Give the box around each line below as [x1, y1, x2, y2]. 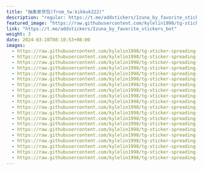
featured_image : [6, 20, 47, 26]
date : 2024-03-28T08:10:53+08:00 [6, 37, 91, 43]
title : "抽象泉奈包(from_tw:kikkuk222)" [6, 8, 105, 15]
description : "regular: [6, 14, 66, 20]
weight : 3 [6, 31, 31, 37]
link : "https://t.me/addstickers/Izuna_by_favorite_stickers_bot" [6, 25, 177, 32]
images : [6, 43, 26, 49]
